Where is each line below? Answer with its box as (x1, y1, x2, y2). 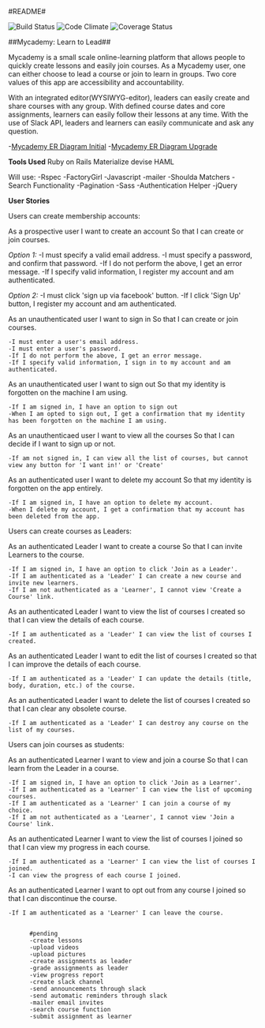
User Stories (8, 196, 50, 205)
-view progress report (28, 971, 104, 979)
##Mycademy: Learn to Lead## (8, 37, 111, 47)
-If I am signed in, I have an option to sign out (8, 403, 178, 411)
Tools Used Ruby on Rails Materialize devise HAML (8, 157, 175, 166)
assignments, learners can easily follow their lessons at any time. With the (8, 110, 248, 119)
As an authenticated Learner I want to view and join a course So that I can (8, 755, 248, 764)
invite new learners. (8, 579, 80, 587)
